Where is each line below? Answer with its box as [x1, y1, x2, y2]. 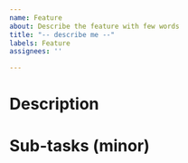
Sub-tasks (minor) [9, 135, 151, 156]
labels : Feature [9, 38, 70, 48]
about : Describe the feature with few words [9, 22, 180, 31]
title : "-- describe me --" [9, 30, 116, 39]
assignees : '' [9, 47, 63, 56]
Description [9, 94, 99, 114]
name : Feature [9, 13, 63, 23]
